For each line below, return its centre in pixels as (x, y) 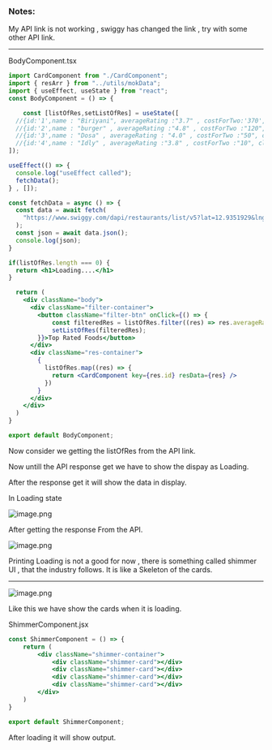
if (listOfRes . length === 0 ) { (59, 263)
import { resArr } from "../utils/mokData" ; (85, 84)
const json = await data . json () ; (72, 233)
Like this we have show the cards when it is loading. (95, 608)
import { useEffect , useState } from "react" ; (88, 91)
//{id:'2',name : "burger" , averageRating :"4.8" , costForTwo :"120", (141, 128)
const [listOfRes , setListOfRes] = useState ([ (101, 113)
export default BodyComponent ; (61, 436)
